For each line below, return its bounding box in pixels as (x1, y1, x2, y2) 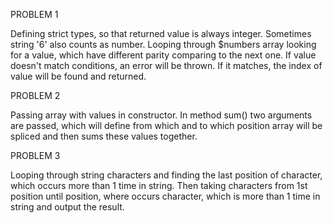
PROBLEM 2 (10, 90, 61, 101)
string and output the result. (10, 201, 125, 213)
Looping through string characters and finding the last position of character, (10, 169, 323, 181)
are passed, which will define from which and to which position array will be (10, 120, 323, 131)
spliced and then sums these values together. (10, 130, 198, 142)
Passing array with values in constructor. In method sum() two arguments (10, 109, 313, 121)
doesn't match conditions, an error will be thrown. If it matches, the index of (10, 60, 323, 71)
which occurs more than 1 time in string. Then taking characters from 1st (10, 180, 308, 191)
